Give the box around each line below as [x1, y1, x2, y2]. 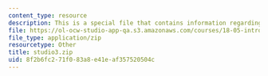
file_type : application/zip [8, 33, 102, 42]
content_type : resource [8, 11, 88, 20]
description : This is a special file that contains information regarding [8, 19, 262, 27]
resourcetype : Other [8, 41, 77, 49]
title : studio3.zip [8, 48, 73, 56]
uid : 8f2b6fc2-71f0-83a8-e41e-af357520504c [8, 56, 156, 64]
